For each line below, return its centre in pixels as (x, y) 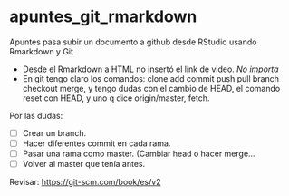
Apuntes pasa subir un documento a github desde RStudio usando (133, 42)
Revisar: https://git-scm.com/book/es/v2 (85, 182)
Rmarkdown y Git (42, 51)
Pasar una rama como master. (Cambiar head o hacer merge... (139, 154)
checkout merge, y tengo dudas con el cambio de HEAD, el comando (151, 88)
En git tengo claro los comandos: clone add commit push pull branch (150, 78)
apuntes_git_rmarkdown (103, 17)
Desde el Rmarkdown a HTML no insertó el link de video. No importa (150, 69)
